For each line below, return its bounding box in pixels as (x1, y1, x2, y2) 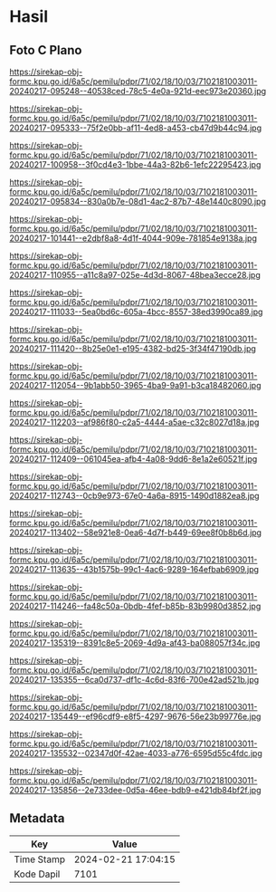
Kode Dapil (14, 868, 61, 880)
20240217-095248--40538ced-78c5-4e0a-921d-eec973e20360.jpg (9, 86, 267, 96)
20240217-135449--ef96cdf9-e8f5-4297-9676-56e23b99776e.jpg (9, 711, 262, 722)
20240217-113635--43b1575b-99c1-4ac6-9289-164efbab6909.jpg (9, 564, 260, 574)
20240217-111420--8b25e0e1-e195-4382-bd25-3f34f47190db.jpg (9, 343, 256, 354)
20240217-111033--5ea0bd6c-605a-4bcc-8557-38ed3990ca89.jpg (9, 306, 263, 317)
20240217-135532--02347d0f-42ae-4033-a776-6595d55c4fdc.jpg (9, 748, 262, 758)
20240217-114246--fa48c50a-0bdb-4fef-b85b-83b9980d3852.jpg (9, 600, 262, 611)
